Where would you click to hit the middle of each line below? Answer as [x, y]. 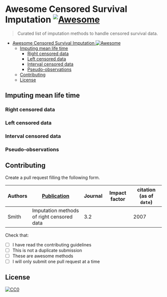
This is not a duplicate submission [47, 250]
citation [146, 189]
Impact [118, 193]
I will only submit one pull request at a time [56, 262]
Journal [93, 196]
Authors [18, 196]
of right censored [52, 217]
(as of [146, 196]
